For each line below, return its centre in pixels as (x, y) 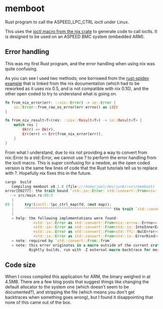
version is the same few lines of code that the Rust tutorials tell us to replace (81, 168)
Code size (20, 265)
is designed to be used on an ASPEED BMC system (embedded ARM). (75, 36)
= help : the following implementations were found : (65, 218)
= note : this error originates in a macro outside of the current (80, 245)
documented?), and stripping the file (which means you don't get (70, 292)
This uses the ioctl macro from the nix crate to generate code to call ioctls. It (81, 31)
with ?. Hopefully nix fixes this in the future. (48, 173)
